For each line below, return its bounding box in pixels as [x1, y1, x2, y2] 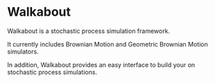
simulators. [7, 47, 40, 56]
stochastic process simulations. [7, 68, 98, 76]
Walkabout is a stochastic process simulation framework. [7, 27, 171, 35]
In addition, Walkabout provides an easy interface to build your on [7, 60, 196, 69]
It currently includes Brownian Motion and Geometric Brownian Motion [7, 40, 208, 48]
